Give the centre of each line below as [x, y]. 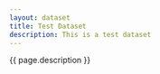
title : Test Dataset [48, 26]
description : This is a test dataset [80, 34]
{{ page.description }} [50, 60]
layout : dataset [40, 18]
